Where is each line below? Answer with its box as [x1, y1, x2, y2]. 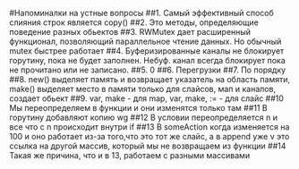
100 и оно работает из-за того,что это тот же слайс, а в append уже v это [9, 131, 290, 141]
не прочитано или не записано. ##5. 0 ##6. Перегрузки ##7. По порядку [9, 64, 286, 75]
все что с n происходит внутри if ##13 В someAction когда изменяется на [9, 122, 290, 132]
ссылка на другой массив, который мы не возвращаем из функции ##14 [9, 140, 286, 151]
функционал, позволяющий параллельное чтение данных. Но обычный [9, 36, 282, 46]
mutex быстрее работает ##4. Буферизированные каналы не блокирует [9, 46, 285, 56]
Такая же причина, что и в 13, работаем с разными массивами [9, 150, 251, 160]
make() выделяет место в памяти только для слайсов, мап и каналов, [9, 84, 276, 94]
